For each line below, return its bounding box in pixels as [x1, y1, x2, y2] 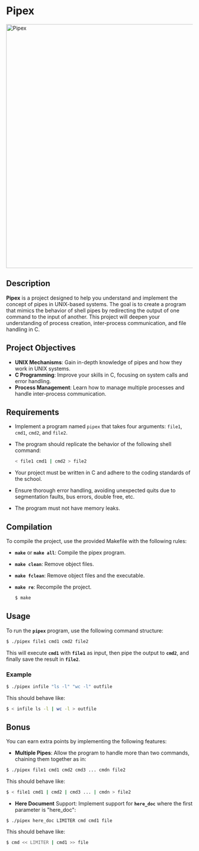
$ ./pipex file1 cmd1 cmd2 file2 [6, 638, 89, 644]
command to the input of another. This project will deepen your [6, 313, 160, 320]
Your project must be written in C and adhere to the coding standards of [14, 469, 191, 476]
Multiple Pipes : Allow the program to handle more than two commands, [14, 749, 190, 756]
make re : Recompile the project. [14, 583, 92, 590]
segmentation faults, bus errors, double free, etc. [14, 493, 135, 500]
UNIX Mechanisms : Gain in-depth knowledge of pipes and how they [14, 358, 182, 365]
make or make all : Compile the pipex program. [14, 549, 126, 556]
